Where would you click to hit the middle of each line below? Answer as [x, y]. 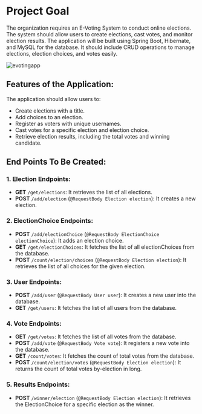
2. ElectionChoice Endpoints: [50, 221]
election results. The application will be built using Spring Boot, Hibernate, [99, 41]
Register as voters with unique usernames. [68, 123]
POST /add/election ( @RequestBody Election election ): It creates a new [106, 199]
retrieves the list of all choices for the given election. [80, 266]
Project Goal [38, 11]
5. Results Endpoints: [38, 384]
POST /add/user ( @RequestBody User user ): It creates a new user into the [106, 295]
